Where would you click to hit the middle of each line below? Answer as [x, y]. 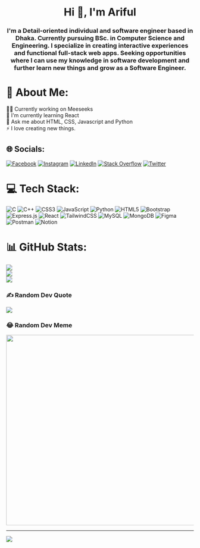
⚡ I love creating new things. [41, 129]
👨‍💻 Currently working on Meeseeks [50, 109]
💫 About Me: [37, 93]
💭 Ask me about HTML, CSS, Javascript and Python [69, 122]
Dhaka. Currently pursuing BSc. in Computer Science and [100, 38]
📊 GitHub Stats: [47, 247]
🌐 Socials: [26, 149]
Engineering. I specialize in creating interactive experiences [100, 46]
